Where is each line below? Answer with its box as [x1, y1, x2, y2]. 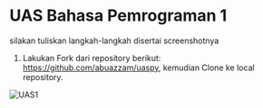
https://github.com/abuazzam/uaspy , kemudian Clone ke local [22, 62, 256, 73]
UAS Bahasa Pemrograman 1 [9, 5, 228, 26]
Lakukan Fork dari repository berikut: [22, 52, 161, 63]
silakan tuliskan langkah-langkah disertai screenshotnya [9, 35, 219, 46]
